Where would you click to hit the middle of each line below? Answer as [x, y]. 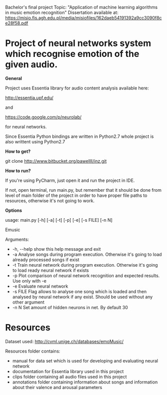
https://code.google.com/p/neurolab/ [43, 117]
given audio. [31, 65]
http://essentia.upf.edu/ [29, 97]
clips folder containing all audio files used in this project [70, 377]
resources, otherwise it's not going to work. [50, 200]
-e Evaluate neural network [40, 286]
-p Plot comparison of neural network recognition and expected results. [86, 275]
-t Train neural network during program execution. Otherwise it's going [85, 265]
